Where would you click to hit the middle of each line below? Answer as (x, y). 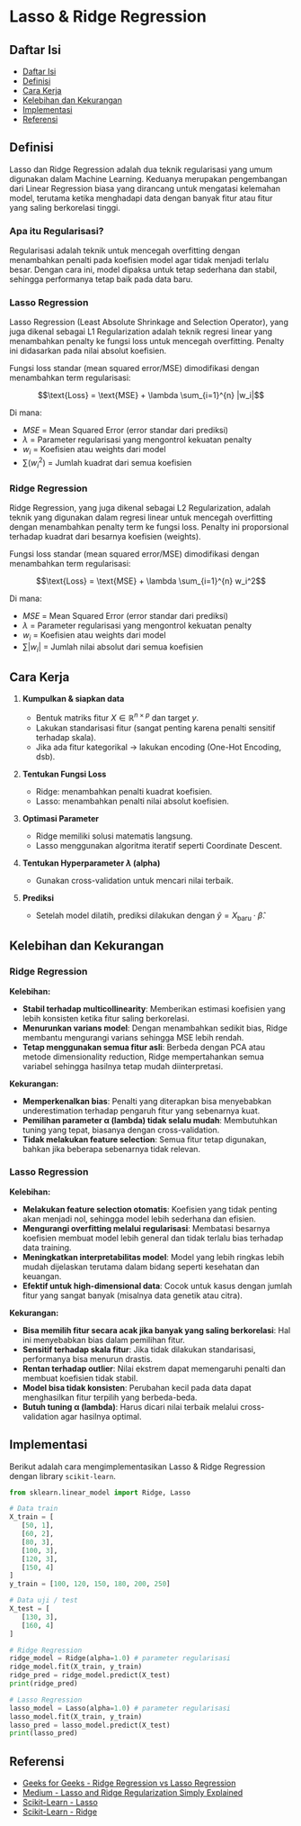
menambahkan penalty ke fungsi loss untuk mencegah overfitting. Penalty (147, 341)
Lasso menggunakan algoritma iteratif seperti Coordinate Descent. (159, 846)
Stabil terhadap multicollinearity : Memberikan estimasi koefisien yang (154, 1008)
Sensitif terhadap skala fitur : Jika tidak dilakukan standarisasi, (139, 1349)
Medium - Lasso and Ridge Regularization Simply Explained (133, 1793)
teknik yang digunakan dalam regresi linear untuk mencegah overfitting (141, 517)
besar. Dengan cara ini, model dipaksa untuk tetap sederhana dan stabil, (143, 270)
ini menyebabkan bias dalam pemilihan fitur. (104, 1340)
